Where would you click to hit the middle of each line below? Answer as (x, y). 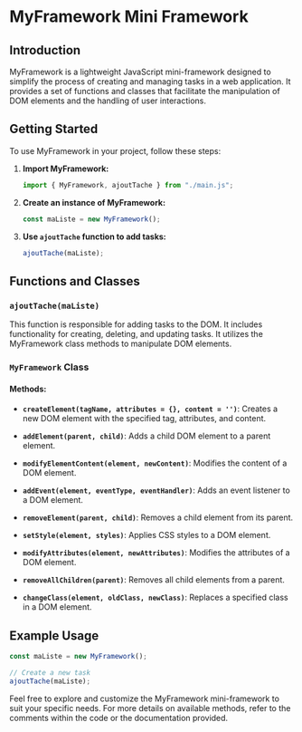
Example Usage (54, 636)
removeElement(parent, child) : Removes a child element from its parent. (158, 517)
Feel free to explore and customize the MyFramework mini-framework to (145, 698)
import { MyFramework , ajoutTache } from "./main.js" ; (128, 185)
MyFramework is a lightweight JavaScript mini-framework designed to (140, 72)
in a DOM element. (57, 607)
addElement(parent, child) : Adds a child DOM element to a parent (146, 436)
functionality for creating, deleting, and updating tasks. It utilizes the (137, 334)
